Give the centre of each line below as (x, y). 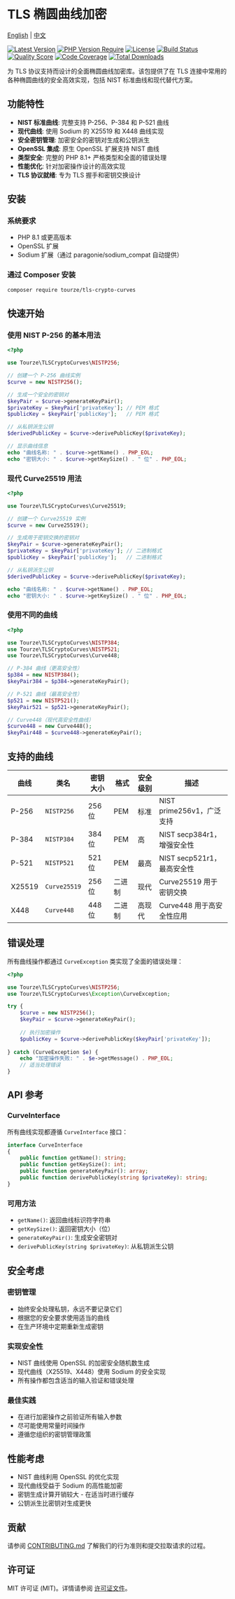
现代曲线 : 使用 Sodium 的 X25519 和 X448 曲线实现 (91, 131)
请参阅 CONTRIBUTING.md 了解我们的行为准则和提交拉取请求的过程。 (108, 1546)
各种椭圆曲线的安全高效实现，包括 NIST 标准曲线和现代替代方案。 (102, 80)
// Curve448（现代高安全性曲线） (51, 720)
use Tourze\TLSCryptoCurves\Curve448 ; (64, 656)
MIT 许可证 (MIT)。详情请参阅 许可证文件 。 (69, 1588)
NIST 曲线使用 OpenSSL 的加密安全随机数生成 (84, 1363)
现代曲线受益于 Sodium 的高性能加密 (70, 1486)
